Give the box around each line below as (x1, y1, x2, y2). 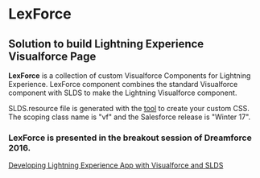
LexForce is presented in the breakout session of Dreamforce (8, 132, 252, 143)
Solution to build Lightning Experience (8, 37, 204, 51)
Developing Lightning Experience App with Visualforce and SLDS (8, 160, 224, 170)
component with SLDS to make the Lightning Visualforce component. (8, 88, 237, 97)
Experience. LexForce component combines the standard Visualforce (8, 80, 238, 89)
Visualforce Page (8, 49, 97, 63)
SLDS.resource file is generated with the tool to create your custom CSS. (8, 104, 250, 113)
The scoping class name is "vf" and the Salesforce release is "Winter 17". (8, 112, 251, 122)
